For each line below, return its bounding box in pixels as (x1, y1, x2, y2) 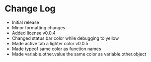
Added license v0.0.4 (11, 30, 56, 36)
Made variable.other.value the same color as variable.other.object (11, 51, 147, 57)
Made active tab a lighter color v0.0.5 (11, 40, 88, 46)
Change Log (4, 3, 56, 14)
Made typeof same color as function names (11, 46, 101, 52)
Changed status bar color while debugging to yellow (11, 35, 119, 41)
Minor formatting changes (11, 24, 66, 30)
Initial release (11, 19, 39, 25)
